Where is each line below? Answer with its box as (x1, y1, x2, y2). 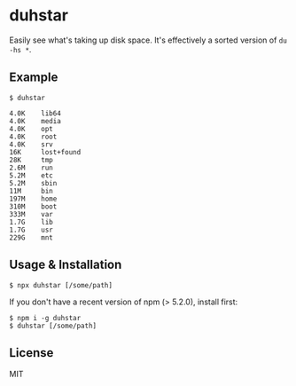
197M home (9, 194, 58, 203)
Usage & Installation (9, 257, 122, 272)
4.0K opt (9, 124, 53, 133)
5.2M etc (9, 170, 53, 180)
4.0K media (9, 116, 62, 125)
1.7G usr (9, 225, 53, 234)
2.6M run (9, 163, 53, 172)
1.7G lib (9, 217, 53, 226)
